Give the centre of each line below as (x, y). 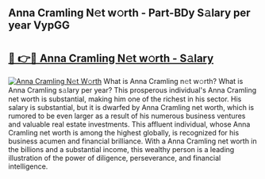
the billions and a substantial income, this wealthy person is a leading (121, 149)
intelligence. (28, 166)
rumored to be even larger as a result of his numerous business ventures (127, 116)
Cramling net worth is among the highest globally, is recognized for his (124, 133)
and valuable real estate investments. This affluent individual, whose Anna (129, 124)
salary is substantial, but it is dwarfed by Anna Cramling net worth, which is (131, 107)
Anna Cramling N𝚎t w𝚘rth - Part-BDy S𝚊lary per (130, 13)
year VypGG (39, 26)
